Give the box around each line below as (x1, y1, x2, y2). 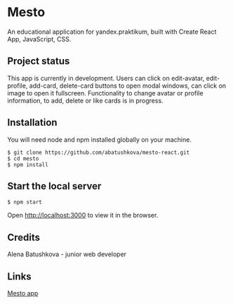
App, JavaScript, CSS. (7, 34, 72, 43)
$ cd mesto (7, 155, 39, 162)
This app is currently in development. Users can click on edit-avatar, (7, 74, 205, 82)
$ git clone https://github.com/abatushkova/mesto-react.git (7, 149, 190, 156)
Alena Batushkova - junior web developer (7, 250, 127, 258)
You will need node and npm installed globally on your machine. (7, 135, 192, 144)
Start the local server (7, 180, 102, 192)
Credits (7, 231, 41, 243)
